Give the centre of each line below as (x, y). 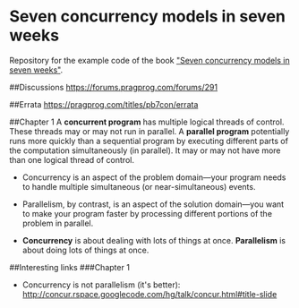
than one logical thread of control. (72, 159)
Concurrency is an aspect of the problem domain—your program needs (154, 177)
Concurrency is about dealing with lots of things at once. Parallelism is (154, 240)
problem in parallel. (58, 223)
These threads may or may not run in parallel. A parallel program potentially (149, 131)
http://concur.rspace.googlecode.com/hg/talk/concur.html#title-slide (149, 294)
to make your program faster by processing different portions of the (147, 213)
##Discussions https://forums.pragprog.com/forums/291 (113, 87)
